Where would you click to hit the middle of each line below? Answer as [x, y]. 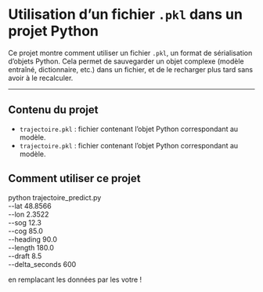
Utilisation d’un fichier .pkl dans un [125, 15]
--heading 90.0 [32, 239]
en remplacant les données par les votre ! [75, 279]
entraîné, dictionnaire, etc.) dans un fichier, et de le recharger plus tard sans [130, 69]
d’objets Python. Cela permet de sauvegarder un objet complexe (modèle [126, 61]
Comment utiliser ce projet [74, 179]
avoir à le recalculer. [41, 78]
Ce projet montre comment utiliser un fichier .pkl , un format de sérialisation [130, 53]
